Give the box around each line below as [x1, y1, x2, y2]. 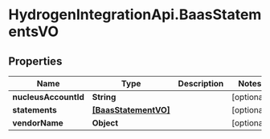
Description [178, 78, 224, 89]
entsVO [8, 22, 59, 41]
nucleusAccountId [12, 92, 84, 102]
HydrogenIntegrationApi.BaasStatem [8, 6, 262, 24]
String [92, 92, 117, 102]
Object [92, 117, 119, 129]
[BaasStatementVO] [92, 105, 170, 115]
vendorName [12, 117, 64, 129]
